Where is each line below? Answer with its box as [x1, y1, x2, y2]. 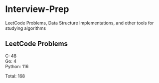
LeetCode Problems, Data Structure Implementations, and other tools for [5, 20, 154, 26]
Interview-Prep [5, 3, 69, 15]
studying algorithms [5, 25, 46, 31]
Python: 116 [5, 63, 29, 69]
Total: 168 [5, 73, 25, 79]
